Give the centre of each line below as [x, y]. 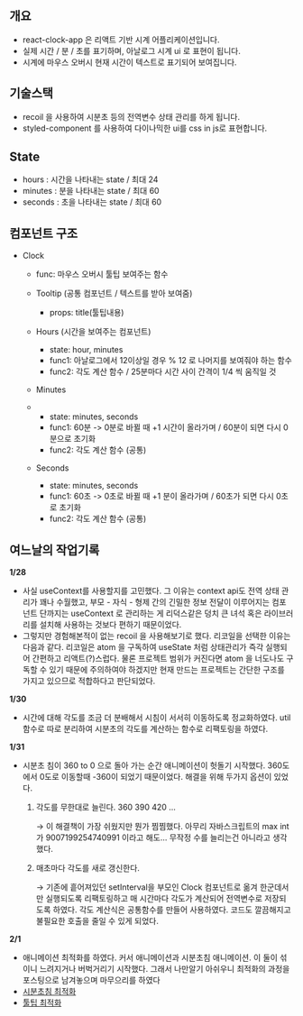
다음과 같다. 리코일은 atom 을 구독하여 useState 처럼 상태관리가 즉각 [143, 647]
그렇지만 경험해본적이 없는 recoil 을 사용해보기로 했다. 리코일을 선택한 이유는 [156, 636]
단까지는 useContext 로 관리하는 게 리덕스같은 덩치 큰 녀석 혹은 [151, 613]
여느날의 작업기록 [55, 549]
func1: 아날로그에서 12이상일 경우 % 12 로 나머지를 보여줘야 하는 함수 [171, 361]
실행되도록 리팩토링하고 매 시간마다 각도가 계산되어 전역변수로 [154, 899]
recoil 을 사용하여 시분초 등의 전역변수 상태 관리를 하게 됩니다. [131, 116]
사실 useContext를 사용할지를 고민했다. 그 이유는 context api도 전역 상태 [151, 591]
